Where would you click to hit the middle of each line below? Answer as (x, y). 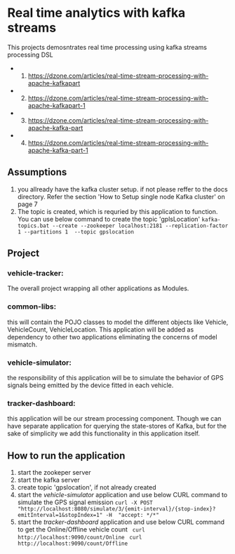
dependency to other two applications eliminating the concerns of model (112, 337)
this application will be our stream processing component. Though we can (114, 419)
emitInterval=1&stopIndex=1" (60, 515)
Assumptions (37, 172)
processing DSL (31, 55)
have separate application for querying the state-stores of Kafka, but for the (117, 426)
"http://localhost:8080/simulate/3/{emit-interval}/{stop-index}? (116, 509)
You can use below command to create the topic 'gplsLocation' (109, 219)
